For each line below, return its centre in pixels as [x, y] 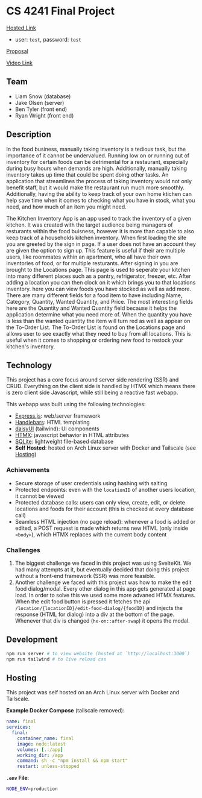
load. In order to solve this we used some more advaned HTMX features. [105, 595]
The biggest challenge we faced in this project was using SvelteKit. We [103, 563]
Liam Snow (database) [43, 96]
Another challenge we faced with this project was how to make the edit [103, 582]
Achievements [28, 470]
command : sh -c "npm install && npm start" [73, 761]
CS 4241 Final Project [61, 11]
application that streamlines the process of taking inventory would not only [99, 181]
